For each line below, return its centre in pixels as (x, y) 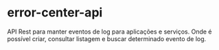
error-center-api (55, 13)
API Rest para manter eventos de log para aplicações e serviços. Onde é (109, 32)
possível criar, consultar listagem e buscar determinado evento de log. (107, 38)
